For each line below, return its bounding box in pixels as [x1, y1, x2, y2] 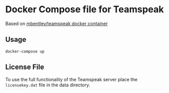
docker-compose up [5, 49, 45, 54]
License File [5, 63, 45, 72]
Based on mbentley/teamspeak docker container [5, 20, 108, 27]
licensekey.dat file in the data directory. [5, 82, 91, 88]
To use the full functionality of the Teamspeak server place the [5, 76, 138, 82]
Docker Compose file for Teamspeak [5, 4, 164, 15]
